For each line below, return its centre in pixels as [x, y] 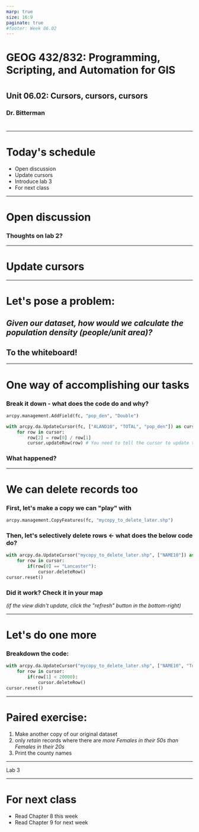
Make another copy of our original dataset [66, 734]
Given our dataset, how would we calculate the [95, 323]
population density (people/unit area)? [79, 333]
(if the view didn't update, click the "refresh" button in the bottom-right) [94, 605]
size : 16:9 [20, 17]
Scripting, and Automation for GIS [91, 70]
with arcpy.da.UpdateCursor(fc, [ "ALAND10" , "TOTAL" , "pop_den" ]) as [94, 426]
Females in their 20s [40, 746]
